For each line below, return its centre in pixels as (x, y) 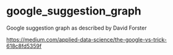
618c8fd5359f (24, 46)
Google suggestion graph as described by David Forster (77, 28)
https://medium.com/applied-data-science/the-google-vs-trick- (86, 39)
